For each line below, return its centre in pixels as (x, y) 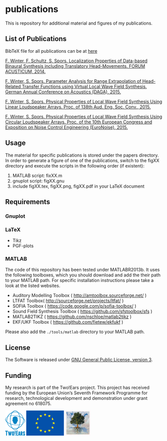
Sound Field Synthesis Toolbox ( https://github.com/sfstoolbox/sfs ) (82, 312)
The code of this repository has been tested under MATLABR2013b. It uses (82, 270)
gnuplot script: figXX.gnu (38, 181)
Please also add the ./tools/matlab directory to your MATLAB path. (75, 332)
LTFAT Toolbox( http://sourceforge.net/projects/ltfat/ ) (68, 301)
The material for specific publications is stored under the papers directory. (82, 155)
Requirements (28, 202)
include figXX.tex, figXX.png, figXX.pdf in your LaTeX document (78, 186)
